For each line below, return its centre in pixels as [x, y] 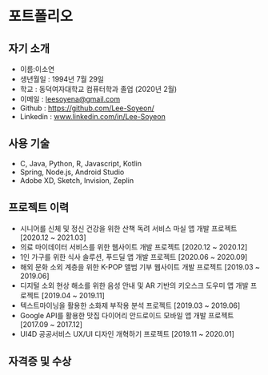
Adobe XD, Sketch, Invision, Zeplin [77, 180]
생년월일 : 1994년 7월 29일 [62, 79]
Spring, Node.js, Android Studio [72, 172]
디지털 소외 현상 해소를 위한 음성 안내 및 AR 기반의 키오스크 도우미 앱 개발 [134, 285]
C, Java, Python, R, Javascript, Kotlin [81, 163]
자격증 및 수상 [40, 362]
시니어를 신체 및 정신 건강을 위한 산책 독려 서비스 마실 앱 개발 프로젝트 [128, 228]
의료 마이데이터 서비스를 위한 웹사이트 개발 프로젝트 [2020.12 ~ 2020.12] [134, 247]
